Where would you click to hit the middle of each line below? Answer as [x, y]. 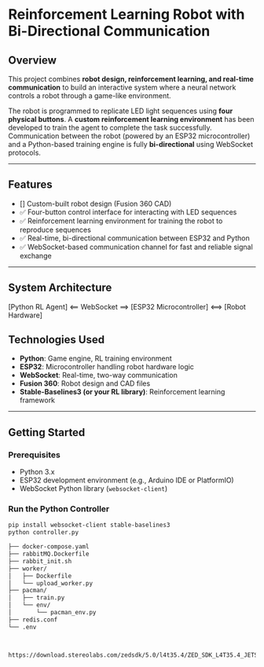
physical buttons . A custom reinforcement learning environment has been [131, 119]
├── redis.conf [33, 619]
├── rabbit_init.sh [40, 561]
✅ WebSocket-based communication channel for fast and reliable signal [136, 247]
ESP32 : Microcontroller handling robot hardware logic [107, 367]
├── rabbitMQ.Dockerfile [49, 554]
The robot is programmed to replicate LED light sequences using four [121, 111]
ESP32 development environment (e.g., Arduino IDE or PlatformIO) [126, 480]
